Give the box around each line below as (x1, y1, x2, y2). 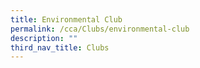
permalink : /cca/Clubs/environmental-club (10, 24, 190, 34)
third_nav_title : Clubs (10, 42, 110, 53)
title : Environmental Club (10, 14, 123, 25)
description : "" (10, 33, 78, 43)
